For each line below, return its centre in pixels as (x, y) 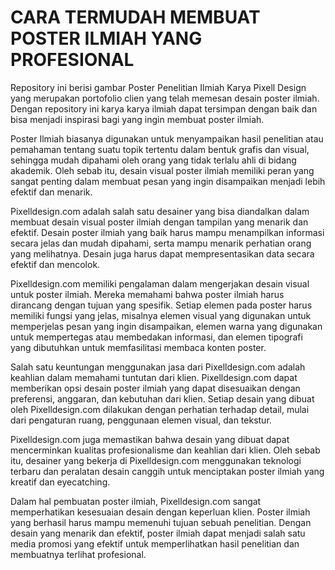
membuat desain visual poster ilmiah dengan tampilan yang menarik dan (159, 222)
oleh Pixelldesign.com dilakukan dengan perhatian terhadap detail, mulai (160, 409)
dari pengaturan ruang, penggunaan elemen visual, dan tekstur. (141, 420)
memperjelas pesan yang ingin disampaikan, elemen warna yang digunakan (166, 326)
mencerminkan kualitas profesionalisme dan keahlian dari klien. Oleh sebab (165, 450)
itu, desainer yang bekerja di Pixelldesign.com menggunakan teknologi (156, 460)
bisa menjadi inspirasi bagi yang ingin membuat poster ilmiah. (137, 119)
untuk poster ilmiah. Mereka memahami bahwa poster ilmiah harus (147, 294)
